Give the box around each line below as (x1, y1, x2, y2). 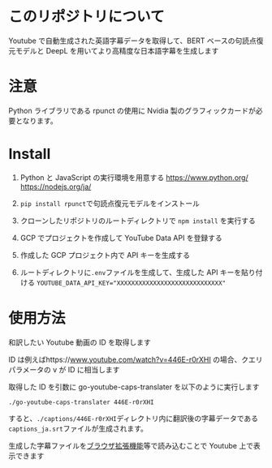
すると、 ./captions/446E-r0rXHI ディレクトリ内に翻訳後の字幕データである (8, 413, 258, 423)
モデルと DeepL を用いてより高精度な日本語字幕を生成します (15, 45, 219, 55)
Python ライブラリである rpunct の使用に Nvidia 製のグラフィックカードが (8, 105, 256, 115)
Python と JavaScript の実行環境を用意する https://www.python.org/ (19, 172, 249, 182)
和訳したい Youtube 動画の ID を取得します (8, 337, 152, 347)
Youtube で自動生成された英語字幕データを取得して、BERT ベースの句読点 (8, 36, 257, 45)
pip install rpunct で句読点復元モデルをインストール (19, 198, 201, 208)
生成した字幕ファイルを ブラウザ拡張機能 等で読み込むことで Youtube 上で (8, 440, 254, 450)
